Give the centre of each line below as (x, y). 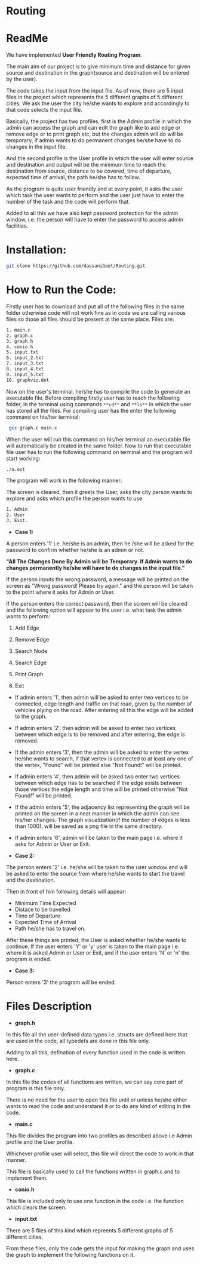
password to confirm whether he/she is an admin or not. (75, 550)
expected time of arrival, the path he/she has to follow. (73, 177)
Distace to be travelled (42, 909)
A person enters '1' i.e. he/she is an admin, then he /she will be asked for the (100, 544)
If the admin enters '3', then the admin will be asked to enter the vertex (102, 752)
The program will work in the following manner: (64, 481)
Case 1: (24, 532)
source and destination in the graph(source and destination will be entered (98, 73)
